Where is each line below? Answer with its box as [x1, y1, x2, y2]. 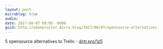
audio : [5, 16, 18, 21]
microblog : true [5, 12, 38, 16]
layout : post [5, 7, 32, 12]
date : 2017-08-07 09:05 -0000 [5, 20, 66, 26]
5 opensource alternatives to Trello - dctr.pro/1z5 [5, 38, 103, 44]
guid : [5, 25, 16, 30]
